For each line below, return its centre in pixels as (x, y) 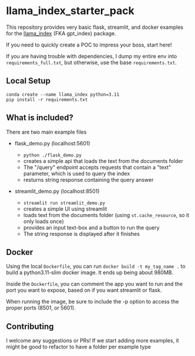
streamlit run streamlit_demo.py (64, 203)
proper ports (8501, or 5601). (41, 308)
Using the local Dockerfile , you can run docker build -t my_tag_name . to (96, 267)
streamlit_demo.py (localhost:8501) (57, 191)
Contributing (30, 326)
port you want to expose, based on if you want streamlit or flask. (84, 290)
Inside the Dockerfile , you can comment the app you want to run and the (95, 284)
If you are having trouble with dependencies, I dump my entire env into (92, 56)
